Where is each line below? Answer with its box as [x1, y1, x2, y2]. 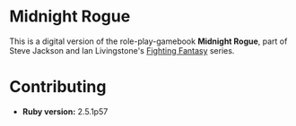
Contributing [9, 77, 107, 97]
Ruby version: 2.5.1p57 [22, 105, 109, 117]
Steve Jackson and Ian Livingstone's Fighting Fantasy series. [9, 45, 235, 55]
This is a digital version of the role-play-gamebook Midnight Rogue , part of [9, 36, 288, 46]
